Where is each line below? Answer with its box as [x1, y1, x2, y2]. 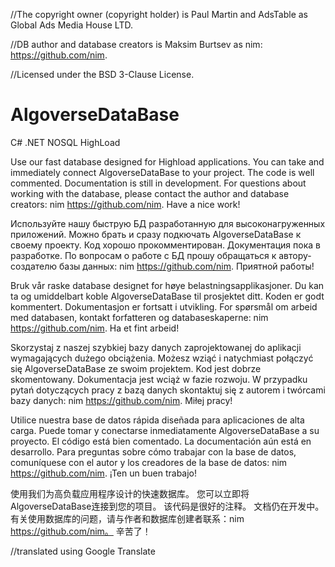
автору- [278, 249, 312, 261]
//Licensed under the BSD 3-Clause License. [10, 69, 195, 80]
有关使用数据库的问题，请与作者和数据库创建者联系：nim [10, 512, 245, 524]
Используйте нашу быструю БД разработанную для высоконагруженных [10, 217, 326, 229]
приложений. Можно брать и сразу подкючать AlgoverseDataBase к [10, 228, 302, 240]
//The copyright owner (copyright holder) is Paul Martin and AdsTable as [10, 9, 309, 20]
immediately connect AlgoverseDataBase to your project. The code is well [10, 166, 315, 178]
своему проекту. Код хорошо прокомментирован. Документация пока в [10, 239, 321, 251]
